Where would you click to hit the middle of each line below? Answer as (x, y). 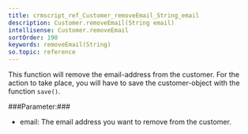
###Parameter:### (39, 106)
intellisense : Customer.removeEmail (68, 30)
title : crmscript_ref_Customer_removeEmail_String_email (104, 15)
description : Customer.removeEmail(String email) (92, 23)
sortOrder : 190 (33, 37)
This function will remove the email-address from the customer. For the (124, 74)
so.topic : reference (42, 52)
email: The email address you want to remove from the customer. (125, 122)
